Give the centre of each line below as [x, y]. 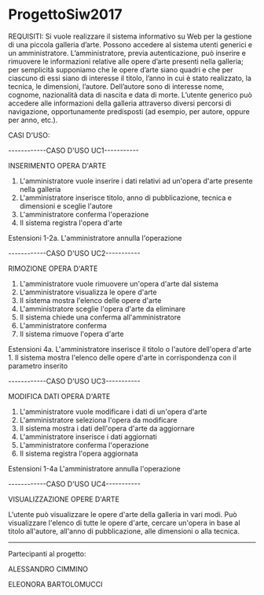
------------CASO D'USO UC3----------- [74, 381]
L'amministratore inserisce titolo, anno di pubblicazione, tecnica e [125, 198]
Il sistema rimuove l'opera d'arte [71, 334]
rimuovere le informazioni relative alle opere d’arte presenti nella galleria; [126, 61]
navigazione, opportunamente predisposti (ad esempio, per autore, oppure [129, 111]
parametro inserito [38, 366]
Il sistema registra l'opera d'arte [71, 223]
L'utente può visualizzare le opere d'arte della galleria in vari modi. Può [123, 514]
